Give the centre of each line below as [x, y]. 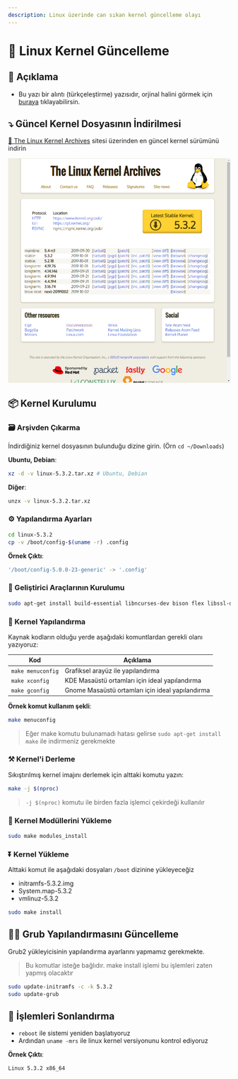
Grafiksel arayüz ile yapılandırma [112, 671]
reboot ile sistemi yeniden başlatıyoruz [74, 1033]
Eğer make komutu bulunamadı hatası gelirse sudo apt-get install [123, 733]
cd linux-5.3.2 [30, 535]
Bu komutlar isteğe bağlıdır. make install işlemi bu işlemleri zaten [119, 965]
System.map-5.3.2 [45, 891]
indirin [17, 148]
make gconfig [30, 691]
